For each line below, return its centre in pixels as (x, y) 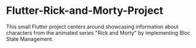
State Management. (30, 39)
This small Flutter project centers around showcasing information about (92, 27)
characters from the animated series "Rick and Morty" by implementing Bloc (98, 32)
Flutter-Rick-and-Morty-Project (85, 11)
